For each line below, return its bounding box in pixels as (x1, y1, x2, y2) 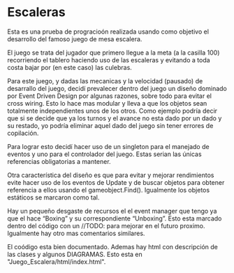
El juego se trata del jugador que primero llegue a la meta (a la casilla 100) (7, 48, 220, 57)
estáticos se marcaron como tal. (7, 193, 100, 202)
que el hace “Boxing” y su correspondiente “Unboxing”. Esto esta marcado (7, 214, 222, 223)
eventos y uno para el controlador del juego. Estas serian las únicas (7, 150, 202, 158)
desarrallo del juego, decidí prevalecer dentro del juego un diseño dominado (7, 84, 227, 92)
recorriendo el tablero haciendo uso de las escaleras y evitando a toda (7, 55, 211, 64)
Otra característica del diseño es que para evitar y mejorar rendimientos (7, 171, 214, 179)
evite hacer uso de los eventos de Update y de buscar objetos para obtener (7, 178, 225, 186)
